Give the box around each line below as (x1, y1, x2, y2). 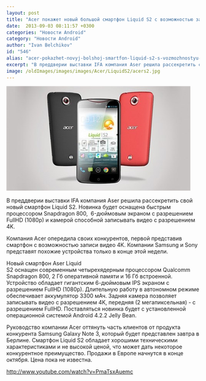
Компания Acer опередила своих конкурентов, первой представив (6, 235, 182, 242)
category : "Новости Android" (6, 36, 81, 42)
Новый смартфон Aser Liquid (6, 259, 82, 266)
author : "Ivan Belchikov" (6, 42, 72, 48)
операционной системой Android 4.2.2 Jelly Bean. (6, 311, 137, 319)
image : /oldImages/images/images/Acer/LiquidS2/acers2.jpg (6, 68, 161, 74)
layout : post (6, 10, 40, 16)
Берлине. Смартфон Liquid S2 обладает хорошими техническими (6, 336, 178, 344)
